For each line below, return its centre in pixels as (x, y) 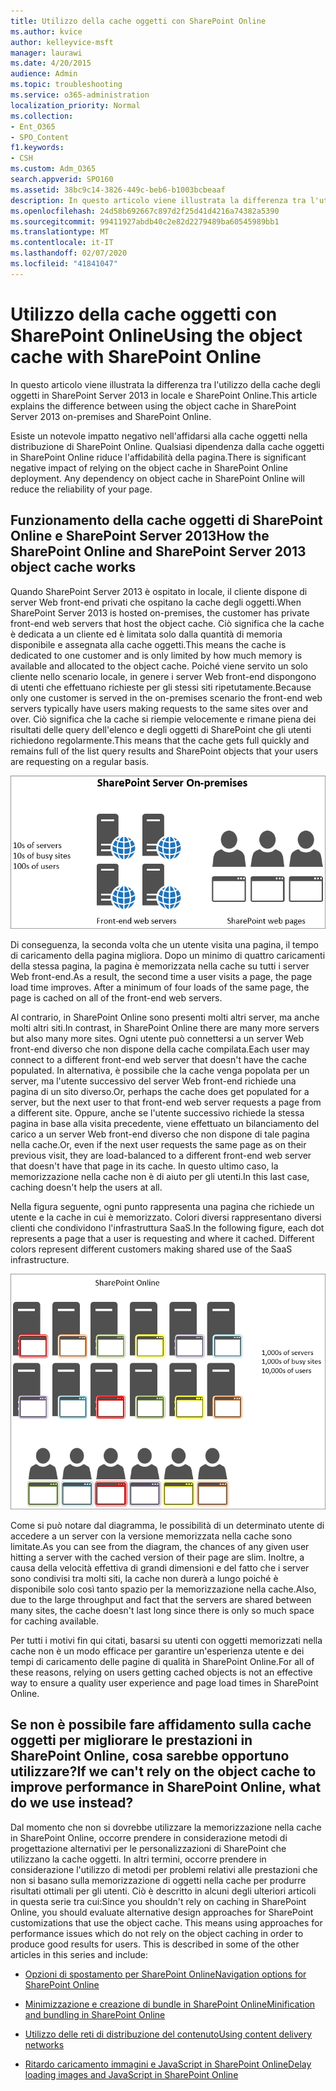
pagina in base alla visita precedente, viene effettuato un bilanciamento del (165, 1124)
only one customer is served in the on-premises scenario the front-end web (166, 697)
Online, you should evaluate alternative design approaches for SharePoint (162, 1912)
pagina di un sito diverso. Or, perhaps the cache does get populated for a (160, 1092)
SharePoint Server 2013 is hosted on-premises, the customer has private (160, 612)
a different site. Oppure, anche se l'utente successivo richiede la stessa (157, 1113)
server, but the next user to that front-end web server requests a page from (166, 1102)
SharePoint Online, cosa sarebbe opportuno (150, 1756)
